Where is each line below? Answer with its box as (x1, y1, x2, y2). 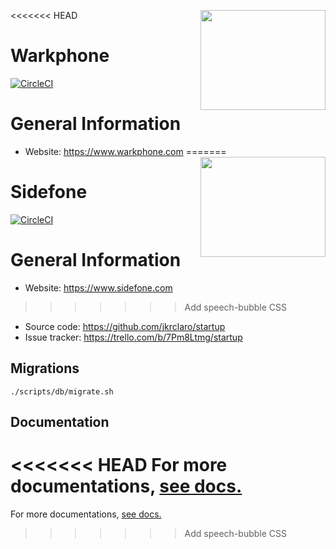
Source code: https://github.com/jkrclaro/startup (24, 320, 226, 332)
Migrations (10, 360, 80, 377)
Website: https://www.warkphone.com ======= (24, 145, 227, 157)
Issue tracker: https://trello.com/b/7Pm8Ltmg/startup (24, 331, 243, 343)
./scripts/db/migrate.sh (10, 386, 114, 397)
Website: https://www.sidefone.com (24, 281, 173, 294)
